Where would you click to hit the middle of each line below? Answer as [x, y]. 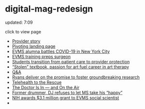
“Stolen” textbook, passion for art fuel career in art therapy [71, 67]
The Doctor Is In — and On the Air [46, 87]
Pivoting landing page [34, 46]
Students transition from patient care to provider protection [71, 62]
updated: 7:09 [19, 22]
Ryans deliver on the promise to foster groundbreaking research [76, 77]
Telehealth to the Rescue [37, 82]
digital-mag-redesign [49, 9]
